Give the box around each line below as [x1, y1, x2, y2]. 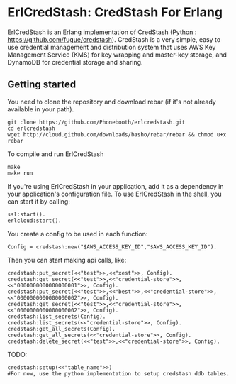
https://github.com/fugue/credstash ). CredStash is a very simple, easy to [7, 35, 221, 43]
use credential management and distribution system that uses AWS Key [7, 43, 216, 51]
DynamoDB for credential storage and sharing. [7, 57, 143, 66]
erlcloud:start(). [7, 217, 62, 224]
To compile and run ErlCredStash [7, 150, 104, 158]
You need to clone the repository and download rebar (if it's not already [7, 97, 216, 106]
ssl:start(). [7, 211, 46, 218]
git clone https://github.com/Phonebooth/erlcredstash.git [7, 119, 186, 126]
